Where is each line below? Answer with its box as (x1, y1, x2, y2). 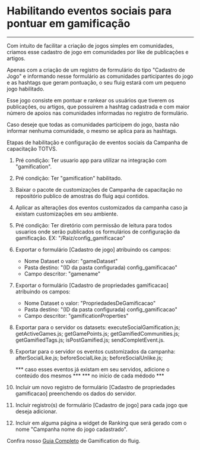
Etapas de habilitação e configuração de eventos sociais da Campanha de (7, 139, 188, 146)
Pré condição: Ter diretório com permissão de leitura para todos (15, 221, 173, 229)
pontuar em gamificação (7, 17, 131, 30)
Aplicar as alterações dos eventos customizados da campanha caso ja (15, 204, 188, 211)
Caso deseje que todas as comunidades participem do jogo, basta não (7, 121, 180, 128)
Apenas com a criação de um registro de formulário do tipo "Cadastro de (7, 66, 186, 73)
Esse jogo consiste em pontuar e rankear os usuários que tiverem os (7, 96, 174, 104)
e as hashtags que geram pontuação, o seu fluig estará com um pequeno (7, 79, 186, 86)
